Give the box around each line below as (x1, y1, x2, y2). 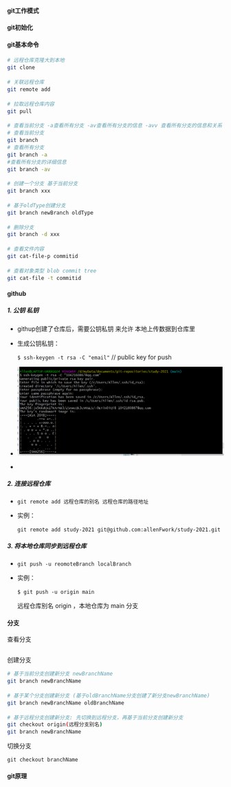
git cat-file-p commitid (7, 253, 78, 260)
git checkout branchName (7, 757, 78, 764)
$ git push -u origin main (16, 589, 95, 596)
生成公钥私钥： (16, 339, 60, 347)
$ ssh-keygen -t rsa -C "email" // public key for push (16, 353, 172, 361)
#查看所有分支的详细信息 (7, 158, 67, 165)
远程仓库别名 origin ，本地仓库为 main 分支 (16, 602, 139, 610)
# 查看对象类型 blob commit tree (7, 267, 97, 274)
